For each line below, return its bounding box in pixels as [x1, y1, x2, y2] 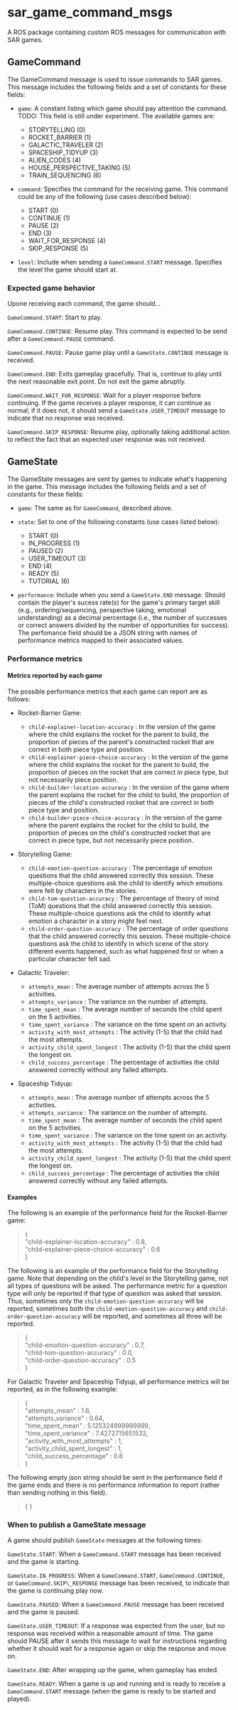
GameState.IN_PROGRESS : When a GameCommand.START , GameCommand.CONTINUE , [7, 1571, 225, 1580]
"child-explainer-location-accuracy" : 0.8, [24, 1237, 147, 1246]
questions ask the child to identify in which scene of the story [28, 939, 209, 948]
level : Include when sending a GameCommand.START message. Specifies [17, 257, 222, 266]
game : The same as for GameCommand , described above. [17, 503, 173, 512]
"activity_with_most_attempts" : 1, [24, 1437, 123, 1446]
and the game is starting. [7, 1557, 80, 1566]
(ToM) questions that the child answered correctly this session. [28, 901, 213, 910]
